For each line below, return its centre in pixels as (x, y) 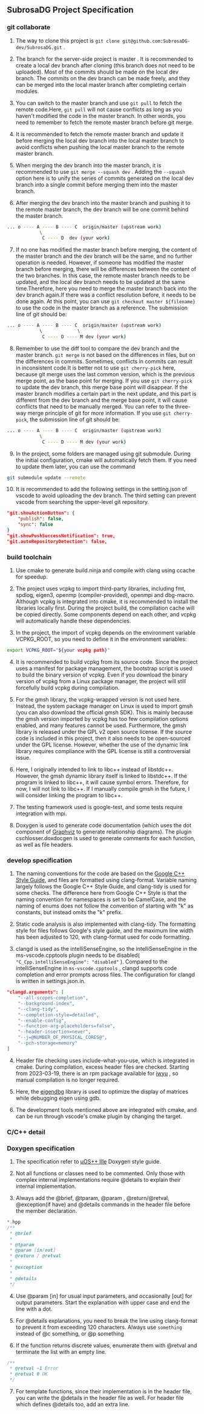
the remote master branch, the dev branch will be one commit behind (102, 209)
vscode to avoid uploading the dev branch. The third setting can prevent (106, 495)
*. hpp (14, 1222)
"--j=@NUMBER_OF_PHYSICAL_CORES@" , (63, 1038)
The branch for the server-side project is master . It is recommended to (104, 59)
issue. (23, 757)
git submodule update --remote (46, 478)
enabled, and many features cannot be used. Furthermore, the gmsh (101, 725)
